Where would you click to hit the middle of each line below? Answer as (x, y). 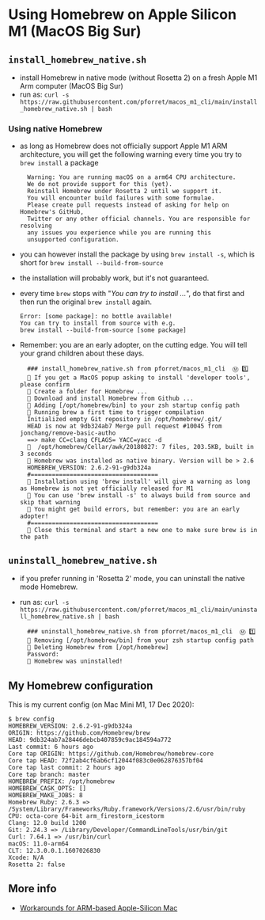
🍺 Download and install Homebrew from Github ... (110, 399)
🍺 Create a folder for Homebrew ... (87, 392)
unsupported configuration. (74, 240)
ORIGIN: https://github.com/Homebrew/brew (79, 733)
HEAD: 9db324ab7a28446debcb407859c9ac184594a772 (90, 739)
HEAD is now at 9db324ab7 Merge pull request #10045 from (125, 426)
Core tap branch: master (49, 774)
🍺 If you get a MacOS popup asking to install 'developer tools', (139, 378)
